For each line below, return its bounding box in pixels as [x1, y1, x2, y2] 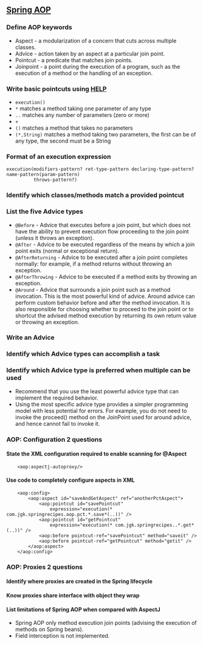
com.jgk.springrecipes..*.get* [115, 522, 194, 528]
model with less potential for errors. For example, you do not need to [15, 407, 187, 414]
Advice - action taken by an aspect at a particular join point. [15, 50, 165, 57]
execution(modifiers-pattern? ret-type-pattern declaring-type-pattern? [6, 166, 194, 172]
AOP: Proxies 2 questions [6, 563, 83, 571]
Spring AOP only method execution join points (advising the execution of [15, 619, 197, 627]
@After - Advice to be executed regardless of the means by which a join [15, 241, 195, 248]
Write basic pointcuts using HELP [6, 85, 107, 93]
